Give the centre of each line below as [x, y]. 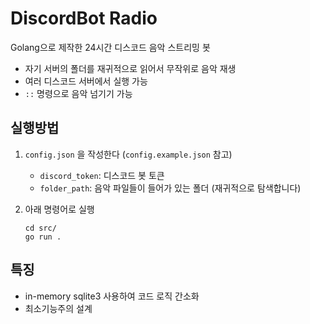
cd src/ [40, 228]
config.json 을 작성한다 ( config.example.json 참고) [128, 154]
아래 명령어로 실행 [59, 209]
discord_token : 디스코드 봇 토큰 [102, 175]
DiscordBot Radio [84, 18]
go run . [43, 237]
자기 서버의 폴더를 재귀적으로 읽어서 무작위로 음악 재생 [130, 68]
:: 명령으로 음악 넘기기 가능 [78, 93]
